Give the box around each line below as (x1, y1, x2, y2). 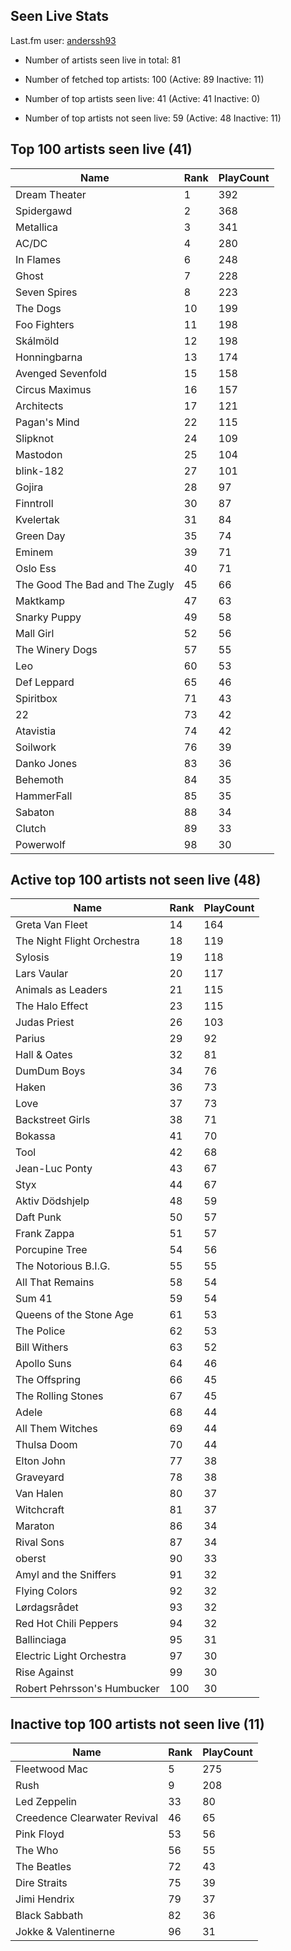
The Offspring (15, 1373, 82, 1387)
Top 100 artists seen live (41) (10, 141, 193, 158)
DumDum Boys (15, 1064, 86, 1078)
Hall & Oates (15, 1048, 73, 1062)
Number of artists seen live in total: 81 (24, 54, 181, 66)
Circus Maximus (15, 382, 92, 396)
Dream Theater (15, 187, 87, 201)
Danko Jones (15, 756, 78, 770)
